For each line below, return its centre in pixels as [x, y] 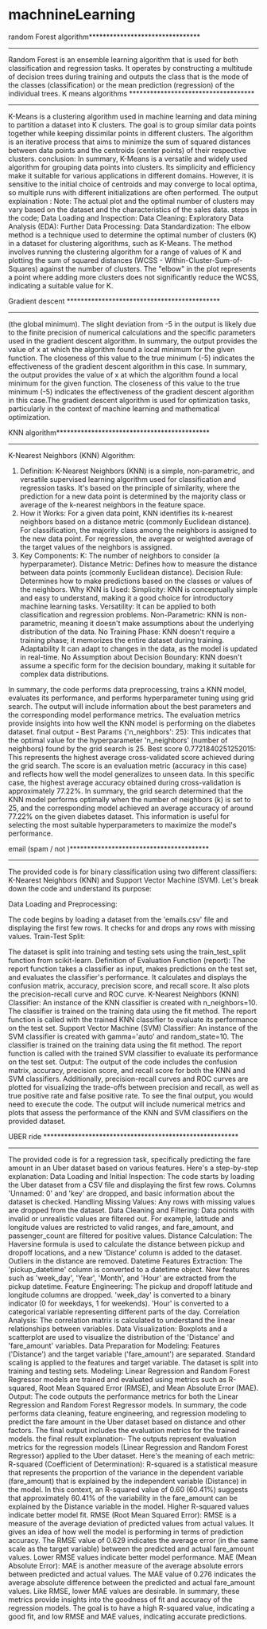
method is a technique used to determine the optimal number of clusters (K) [132, 235]
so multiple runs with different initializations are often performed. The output [133, 192]
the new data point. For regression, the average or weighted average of [136, 538]
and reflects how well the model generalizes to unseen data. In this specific [132, 773]
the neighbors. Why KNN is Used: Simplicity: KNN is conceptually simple [139, 589]
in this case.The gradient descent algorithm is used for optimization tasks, [129, 400]
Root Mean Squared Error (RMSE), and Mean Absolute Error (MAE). [149, 1388]
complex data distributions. [64, 674]
